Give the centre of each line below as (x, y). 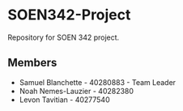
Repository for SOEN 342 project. (64, 37)
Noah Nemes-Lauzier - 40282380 (77, 91)
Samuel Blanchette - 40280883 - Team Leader (97, 82)
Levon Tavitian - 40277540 (64, 100)
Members (32, 63)
